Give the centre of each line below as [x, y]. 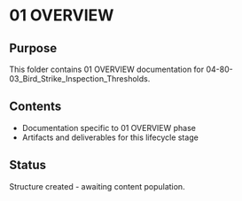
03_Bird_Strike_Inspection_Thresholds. [80, 79]
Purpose [33, 48]
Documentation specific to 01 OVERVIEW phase [109, 128]
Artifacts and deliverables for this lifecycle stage [110, 137]
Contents [35, 107]
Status [28, 165]
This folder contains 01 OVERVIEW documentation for [107, 69]
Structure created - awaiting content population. [97, 186]
